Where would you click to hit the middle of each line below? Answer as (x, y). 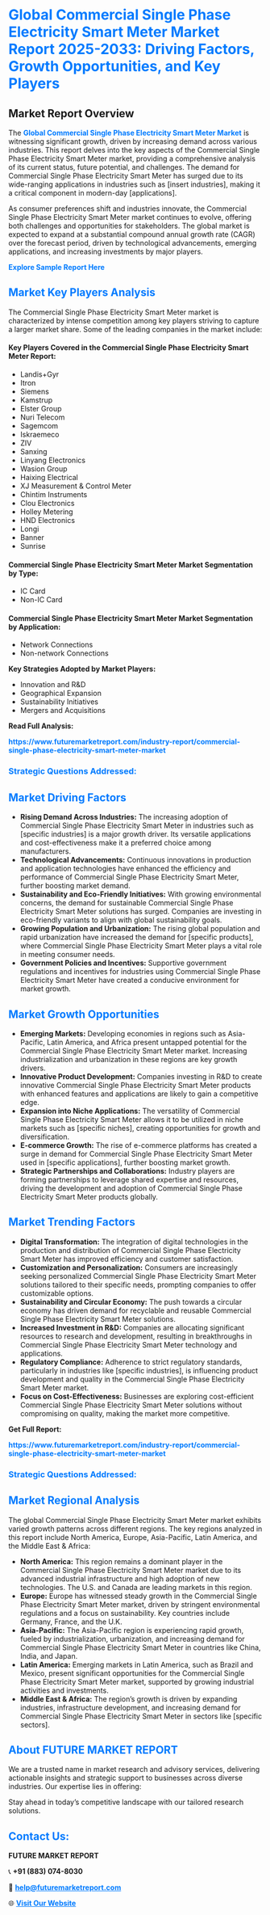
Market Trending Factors (72, 1222)
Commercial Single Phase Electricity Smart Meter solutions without (131, 1405)
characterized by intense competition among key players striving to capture (134, 320)
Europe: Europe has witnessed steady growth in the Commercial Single (139, 1596)
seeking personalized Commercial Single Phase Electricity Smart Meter (138, 1276)
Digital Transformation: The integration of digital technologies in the (134, 1242)
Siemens (35, 392)
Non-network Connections (64, 653)
